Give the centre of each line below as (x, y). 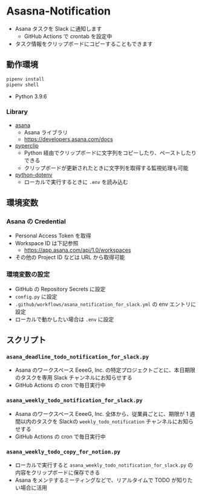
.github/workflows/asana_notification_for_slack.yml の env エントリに (106, 304)
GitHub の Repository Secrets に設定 (60, 289)
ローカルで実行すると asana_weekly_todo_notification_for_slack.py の (104, 465)
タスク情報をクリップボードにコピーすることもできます (84, 44)
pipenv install (25, 79)
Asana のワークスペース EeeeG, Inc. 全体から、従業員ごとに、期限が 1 (102, 413)
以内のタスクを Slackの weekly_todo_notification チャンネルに (99, 421)
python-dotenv (34, 174)
